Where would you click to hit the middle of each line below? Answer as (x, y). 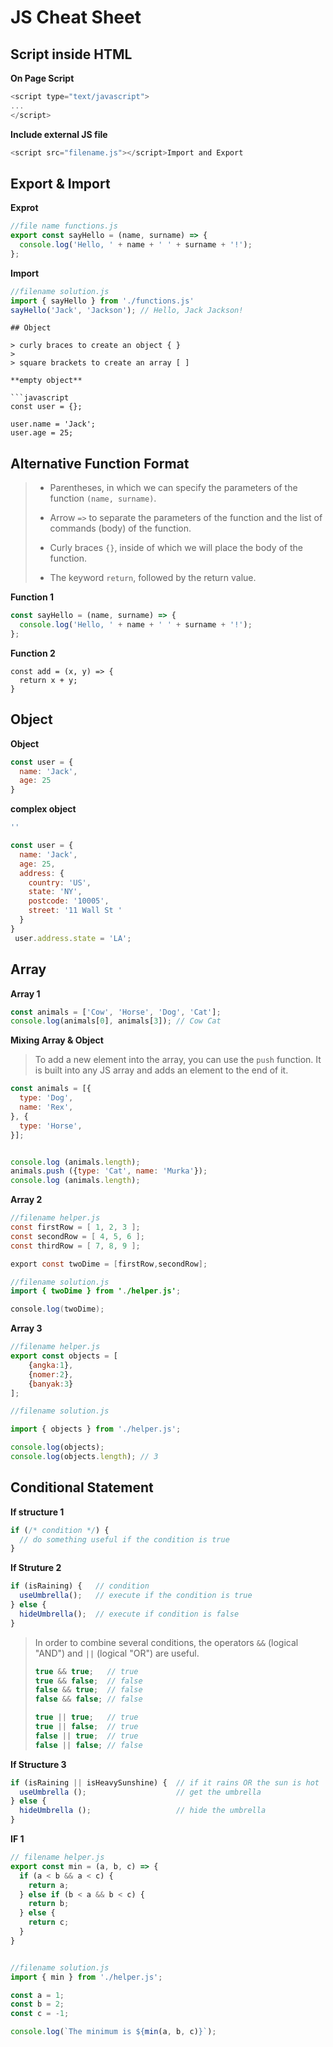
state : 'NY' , (55, 892)
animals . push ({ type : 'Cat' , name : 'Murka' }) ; (109, 1171)
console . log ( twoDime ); (57, 1309)
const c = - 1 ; (40, 2014)
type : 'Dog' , (46, 1098)
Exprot (24, 208)
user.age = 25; (42, 433)
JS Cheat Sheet (76, 17)
